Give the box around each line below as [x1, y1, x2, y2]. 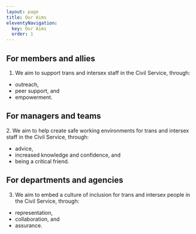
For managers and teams [6, 111, 101, 121]
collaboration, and [14, 215, 60, 223]
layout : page [6, 8, 39, 15]
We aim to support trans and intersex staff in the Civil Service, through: [14, 69, 191, 76]
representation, [14, 209, 53, 216]
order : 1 [11, 31, 34, 37]
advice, [14, 145, 34, 152]
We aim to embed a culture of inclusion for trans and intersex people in [14, 191, 191, 198]
